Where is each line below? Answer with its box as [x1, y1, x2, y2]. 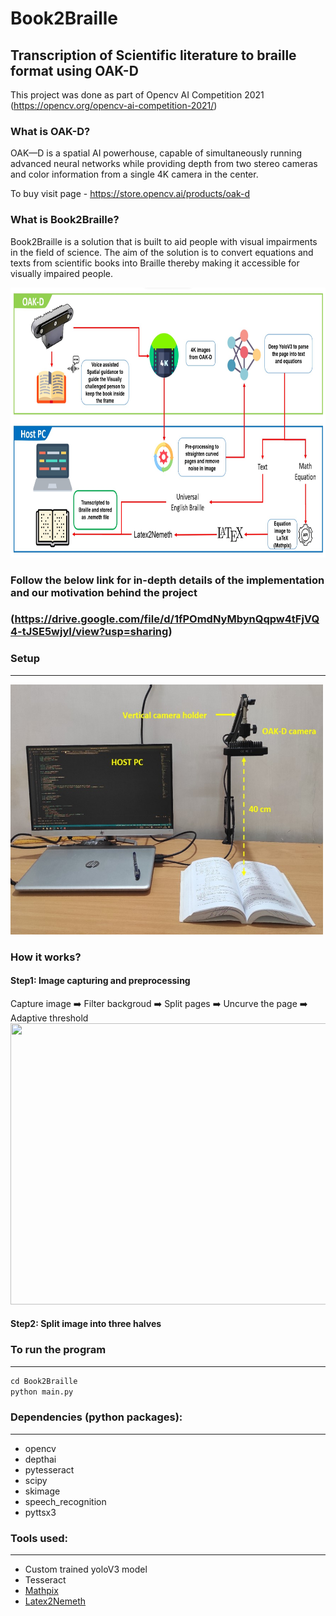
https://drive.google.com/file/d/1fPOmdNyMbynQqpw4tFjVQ [14, 612, 320, 626]
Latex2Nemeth [24, 1595, 87, 1607]
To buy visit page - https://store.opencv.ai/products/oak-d [10, 188, 251, 200]
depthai [24, 1453, 57, 1465]
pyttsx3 [24, 1506, 57, 1518]
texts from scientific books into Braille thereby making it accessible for [10, 257, 300, 269]
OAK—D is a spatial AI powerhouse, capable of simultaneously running [10, 147, 303, 159]
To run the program [10, 1343, 107, 1357]
